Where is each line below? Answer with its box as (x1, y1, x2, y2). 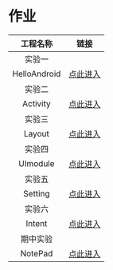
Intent (25, 217, 48, 228)
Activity (22, 97, 52, 109)
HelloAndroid (12, 68, 61, 79)
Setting (23, 188, 50, 199)
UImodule (18, 157, 55, 169)
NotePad (20, 248, 53, 259)
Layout (23, 128, 50, 139)
